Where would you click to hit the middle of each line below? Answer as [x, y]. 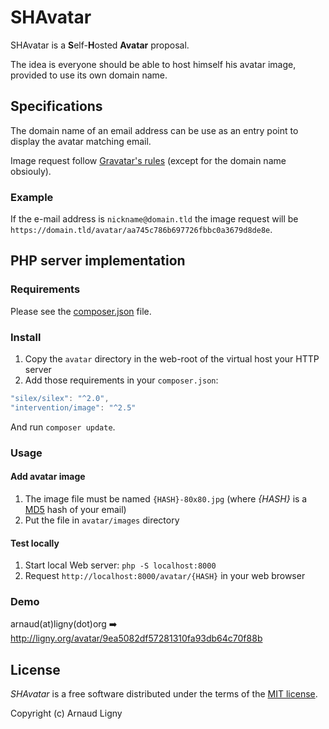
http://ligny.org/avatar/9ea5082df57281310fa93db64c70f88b [136, 638]
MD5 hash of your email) [75, 509]
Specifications [56, 106]
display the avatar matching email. [81, 141]
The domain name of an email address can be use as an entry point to [154, 130]
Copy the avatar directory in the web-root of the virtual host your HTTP [172, 359]
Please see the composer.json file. [81, 311]
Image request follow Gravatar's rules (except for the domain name [148, 160]
